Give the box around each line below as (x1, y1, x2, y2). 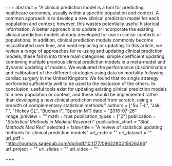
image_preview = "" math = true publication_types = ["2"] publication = (5, 113, 156, 119)
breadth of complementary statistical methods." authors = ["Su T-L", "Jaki (5, 102, 161, 108)
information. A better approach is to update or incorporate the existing (5, 26, 154, 32)
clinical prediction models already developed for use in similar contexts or (5, 32, 162, 37)
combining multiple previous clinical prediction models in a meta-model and (5, 59, 166, 65)
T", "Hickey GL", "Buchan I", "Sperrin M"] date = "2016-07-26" (5, 108, 137, 114)
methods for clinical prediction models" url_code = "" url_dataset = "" (5, 130, 152, 135)
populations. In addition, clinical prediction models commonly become (5, 37, 154, 43)
